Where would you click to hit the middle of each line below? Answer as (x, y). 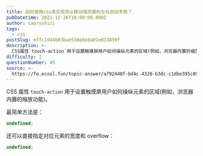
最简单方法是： (25, 112)
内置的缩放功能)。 (29, 99)
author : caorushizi (31, 23)
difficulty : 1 (24, 57)
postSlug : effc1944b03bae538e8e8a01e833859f (63, 40)
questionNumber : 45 (31, 62)
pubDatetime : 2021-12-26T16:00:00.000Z (56, 18)
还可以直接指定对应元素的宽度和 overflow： (60, 136)
